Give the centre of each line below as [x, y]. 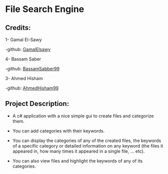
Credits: [18, 28]
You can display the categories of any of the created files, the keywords [87, 140]
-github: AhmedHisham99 [32, 88]
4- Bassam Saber [23, 59]
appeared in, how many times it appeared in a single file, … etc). [78, 151]
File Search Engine [45, 9]
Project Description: [37, 104]
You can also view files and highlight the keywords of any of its [77, 160]
